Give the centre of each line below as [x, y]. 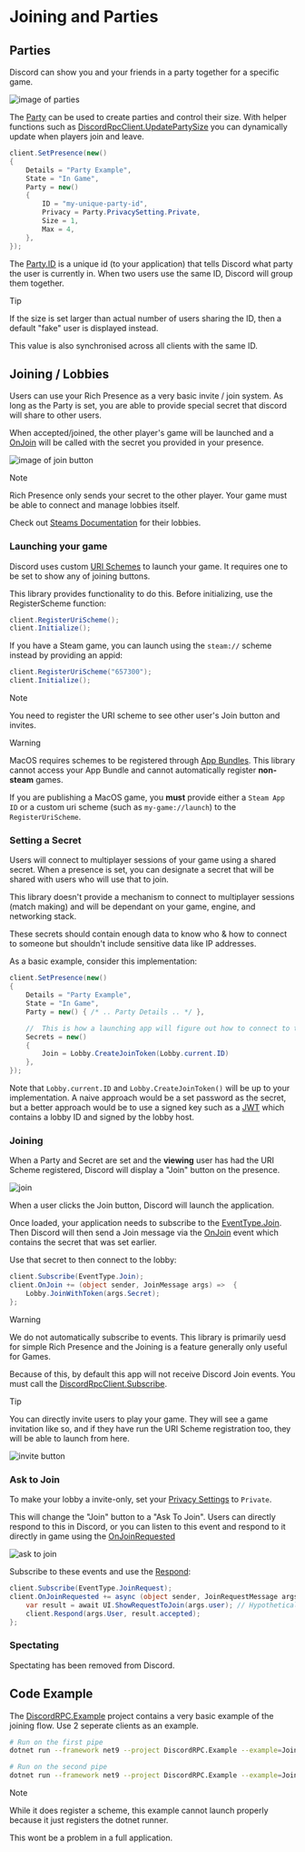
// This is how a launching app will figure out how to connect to [158, 1028]
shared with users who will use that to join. [89, 879]
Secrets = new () [57, 1037]
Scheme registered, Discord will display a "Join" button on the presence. [145, 1170]
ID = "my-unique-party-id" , [95, 204]
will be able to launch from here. [69, 1438]
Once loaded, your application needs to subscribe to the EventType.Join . [146, 1223]
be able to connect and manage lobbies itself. [94, 505]
